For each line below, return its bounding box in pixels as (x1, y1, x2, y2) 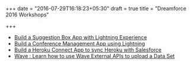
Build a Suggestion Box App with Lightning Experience (14, 34, 148, 40)
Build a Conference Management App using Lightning (14, 40, 146, 47)
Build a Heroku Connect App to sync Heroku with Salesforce (14, 46, 162, 53)
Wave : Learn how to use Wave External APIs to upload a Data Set (14, 53, 175, 59)
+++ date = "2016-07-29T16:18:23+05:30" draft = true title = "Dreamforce (5, 5, 187, 12)
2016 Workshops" (5, 11, 49, 18)
